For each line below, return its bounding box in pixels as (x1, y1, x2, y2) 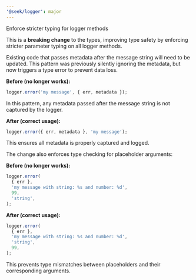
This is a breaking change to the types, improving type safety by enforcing (6, 36, 188, 43)
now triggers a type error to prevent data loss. (6, 66, 118, 74)
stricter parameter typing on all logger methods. (6, 42, 122, 49)
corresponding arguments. (6, 267, 71, 274)
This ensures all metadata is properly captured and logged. (6, 139, 150, 146)
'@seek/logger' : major (6, 8, 62, 15)
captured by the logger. (6, 106, 63, 113)
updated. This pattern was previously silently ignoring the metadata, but (6, 60, 181, 67)
